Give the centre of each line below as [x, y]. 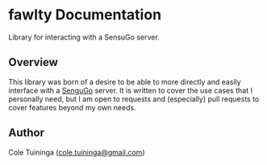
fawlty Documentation [85, 15]
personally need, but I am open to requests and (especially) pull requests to [134, 99]
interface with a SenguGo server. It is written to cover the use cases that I [130, 90]
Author [26, 133]
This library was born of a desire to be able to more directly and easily [125, 81]
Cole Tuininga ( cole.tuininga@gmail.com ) [77, 152]
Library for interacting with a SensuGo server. [84, 37]
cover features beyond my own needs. [72, 107]
